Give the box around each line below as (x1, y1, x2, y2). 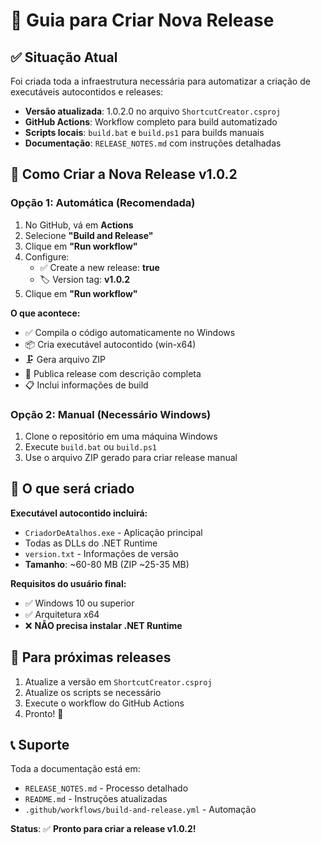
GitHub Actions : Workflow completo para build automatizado (24, 116, 278, 128)
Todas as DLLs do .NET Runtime (24, 537, 158, 549)
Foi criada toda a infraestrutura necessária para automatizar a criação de (10, 75, 311, 87)
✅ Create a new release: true (39, 261, 160, 273)
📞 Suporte (10, 737, 70, 753)
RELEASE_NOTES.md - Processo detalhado (24, 782, 189, 794)
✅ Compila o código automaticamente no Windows (24, 326, 236, 338)
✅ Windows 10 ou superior (24, 597, 135, 609)
